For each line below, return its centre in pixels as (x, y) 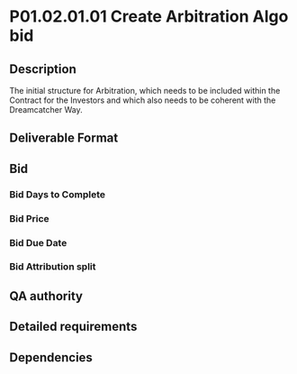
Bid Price (29, 218)
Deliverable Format (64, 138)
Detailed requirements (73, 327)
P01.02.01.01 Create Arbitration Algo (149, 17)
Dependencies (51, 357)
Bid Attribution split (53, 267)
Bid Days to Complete (58, 194)
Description (43, 69)
